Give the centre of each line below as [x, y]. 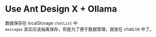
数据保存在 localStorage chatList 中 [41, 23]
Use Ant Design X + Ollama [61, 9]
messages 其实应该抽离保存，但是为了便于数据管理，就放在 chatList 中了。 [80, 29]
